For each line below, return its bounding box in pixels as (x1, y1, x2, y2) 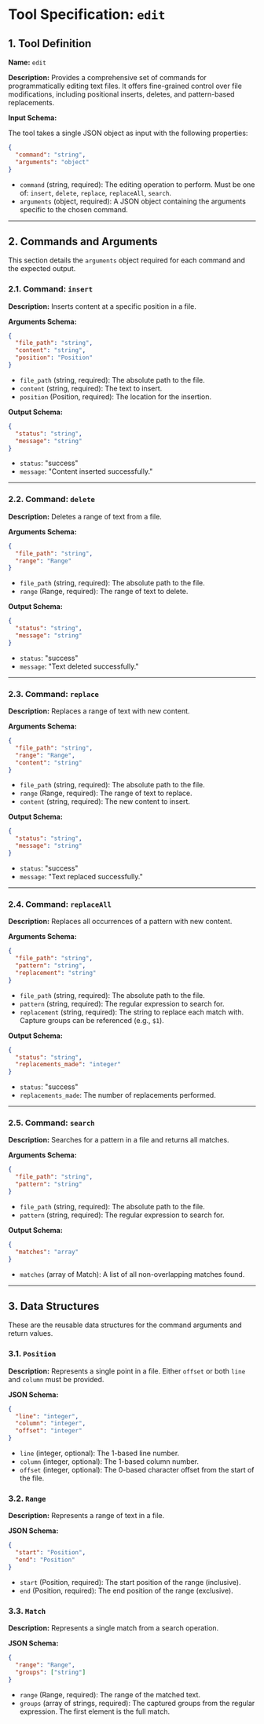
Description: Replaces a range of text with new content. (8, 706, 190, 716)
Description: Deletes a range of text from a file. (8, 512, 163, 521)
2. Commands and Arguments (8, 234, 159, 248)
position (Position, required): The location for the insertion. (19, 391, 212, 402)
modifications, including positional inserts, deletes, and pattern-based (8, 90, 235, 99)
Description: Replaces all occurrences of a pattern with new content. (8, 917, 233, 926)
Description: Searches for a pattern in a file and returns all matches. (8, 1135, 229, 1145)
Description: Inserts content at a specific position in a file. (8, 301, 196, 311)
